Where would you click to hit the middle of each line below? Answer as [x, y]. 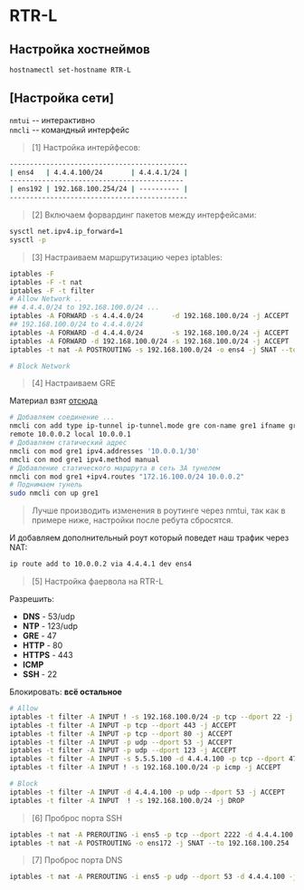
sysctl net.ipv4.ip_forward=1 [66, 232]
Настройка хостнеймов [80, 49]
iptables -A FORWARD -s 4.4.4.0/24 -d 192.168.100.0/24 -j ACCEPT [149, 316]
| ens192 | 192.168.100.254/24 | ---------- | [99, 189]
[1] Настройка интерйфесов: [86, 147]
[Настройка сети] [62, 98]
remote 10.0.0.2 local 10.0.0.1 [70, 435]
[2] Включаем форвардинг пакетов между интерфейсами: [144, 215]
